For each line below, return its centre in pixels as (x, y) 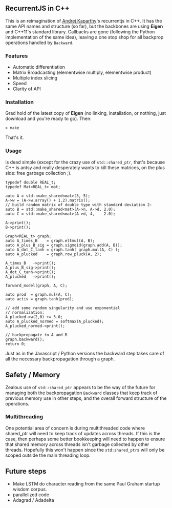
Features (17, 56)
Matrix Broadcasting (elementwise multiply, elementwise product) (82, 73)
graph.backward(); (25, 339)
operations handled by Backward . (39, 43)
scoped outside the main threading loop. (48, 455)
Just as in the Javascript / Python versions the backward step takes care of (85, 353)
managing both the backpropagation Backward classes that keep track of (81, 393)
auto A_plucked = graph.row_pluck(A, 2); (53, 254)
